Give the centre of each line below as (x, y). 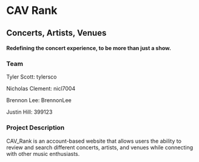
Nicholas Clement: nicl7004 (41, 89)
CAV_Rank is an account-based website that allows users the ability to (94, 141)
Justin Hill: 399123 (29, 112)
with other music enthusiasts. (43, 154)
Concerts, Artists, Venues (56, 33)
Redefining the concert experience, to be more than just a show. (89, 48)
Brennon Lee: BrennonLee (39, 100)
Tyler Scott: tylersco (32, 77)
